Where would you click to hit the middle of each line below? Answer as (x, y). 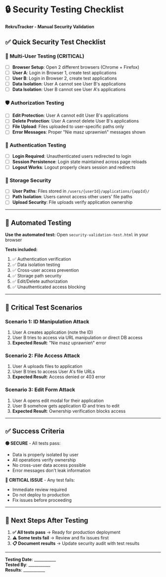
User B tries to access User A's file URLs (54, 372)
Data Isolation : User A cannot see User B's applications (69, 84)
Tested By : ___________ (28, 565)
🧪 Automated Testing (38, 223)
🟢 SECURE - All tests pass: (33, 444)
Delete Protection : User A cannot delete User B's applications (76, 121)
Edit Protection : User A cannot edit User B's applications (70, 115)
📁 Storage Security (28, 180)
